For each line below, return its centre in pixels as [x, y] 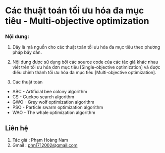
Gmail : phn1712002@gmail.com [45, 145]
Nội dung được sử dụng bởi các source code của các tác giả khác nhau [85, 62]
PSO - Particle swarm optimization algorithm [57, 107]
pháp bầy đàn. [27, 52]
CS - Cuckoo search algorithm [43, 97]
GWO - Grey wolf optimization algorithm [53, 102]
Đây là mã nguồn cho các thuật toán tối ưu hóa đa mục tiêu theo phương [86, 47]
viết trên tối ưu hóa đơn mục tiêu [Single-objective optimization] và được [86, 67]
